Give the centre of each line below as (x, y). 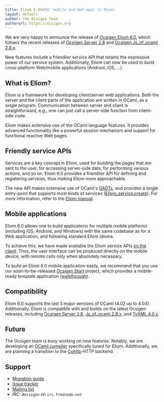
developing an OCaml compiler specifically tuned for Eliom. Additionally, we (81, 346)
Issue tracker (25, 384)
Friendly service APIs (38, 151)
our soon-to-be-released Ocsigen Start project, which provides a (71, 271)
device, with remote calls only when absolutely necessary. (64, 256)
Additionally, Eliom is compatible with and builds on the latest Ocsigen (76, 308)
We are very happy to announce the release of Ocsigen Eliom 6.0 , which (78, 37)
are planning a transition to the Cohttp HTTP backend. (59, 351)
